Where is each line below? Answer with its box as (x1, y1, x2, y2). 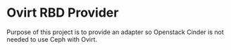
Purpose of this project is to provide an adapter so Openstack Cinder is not (6, 28, 224, 36)
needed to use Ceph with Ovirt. (6, 35, 98, 43)
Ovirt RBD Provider (6, 5, 119, 21)
